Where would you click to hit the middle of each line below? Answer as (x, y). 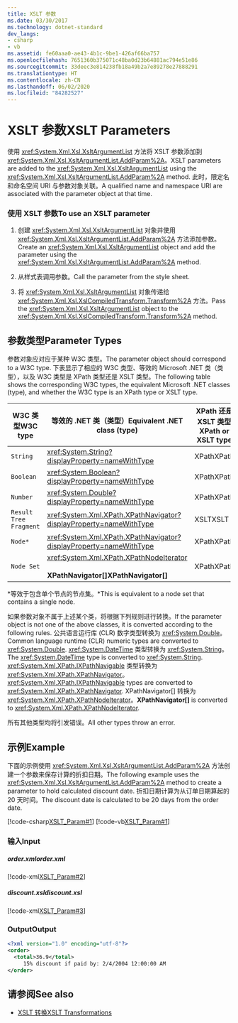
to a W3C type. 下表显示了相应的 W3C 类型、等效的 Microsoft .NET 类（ (112, 368)
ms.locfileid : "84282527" (45, 93)
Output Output (32, 929)
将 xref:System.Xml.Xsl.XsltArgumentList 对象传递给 (93, 292)
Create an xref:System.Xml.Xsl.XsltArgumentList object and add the (117, 247)
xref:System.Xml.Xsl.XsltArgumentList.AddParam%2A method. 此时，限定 (115, 177)
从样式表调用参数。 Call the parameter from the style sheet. (103, 277)
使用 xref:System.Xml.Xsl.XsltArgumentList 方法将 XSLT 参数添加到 (105, 152)
